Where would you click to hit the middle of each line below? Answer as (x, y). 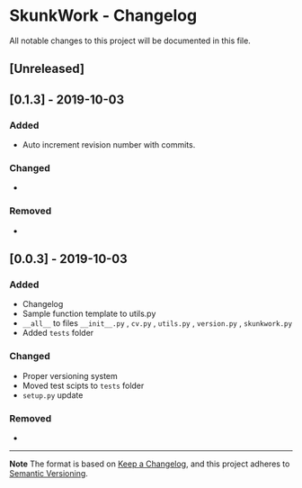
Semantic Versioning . (49, 473)
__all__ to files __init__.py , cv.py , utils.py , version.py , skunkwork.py (157, 323)
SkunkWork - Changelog (103, 16)
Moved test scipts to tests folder (83, 385)
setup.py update (53, 395)
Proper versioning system (70, 375)
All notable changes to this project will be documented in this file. (130, 41)
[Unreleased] (47, 69)
